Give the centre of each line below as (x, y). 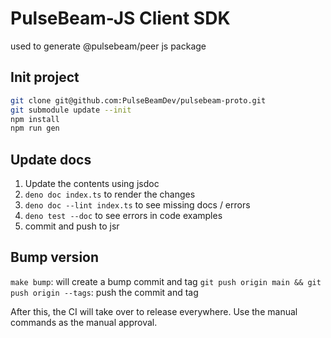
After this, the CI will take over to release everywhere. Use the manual (154, 311)
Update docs (51, 159)
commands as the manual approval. (84, 322)
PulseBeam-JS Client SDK (120, 18)
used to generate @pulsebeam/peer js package (108, 46)
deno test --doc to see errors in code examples (123, 216)
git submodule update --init (71, 110)
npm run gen (35, 128)
